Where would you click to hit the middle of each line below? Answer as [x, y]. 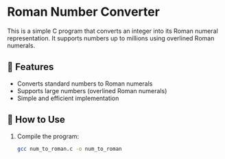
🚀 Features [31, 67]
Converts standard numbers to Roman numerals [85, 84]
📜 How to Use [36, 120]
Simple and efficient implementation [68, 98]
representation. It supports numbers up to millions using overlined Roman [111, 38]
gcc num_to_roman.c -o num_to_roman [69, 149]
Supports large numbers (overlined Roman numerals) [92, 90]
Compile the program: [48, 136]
